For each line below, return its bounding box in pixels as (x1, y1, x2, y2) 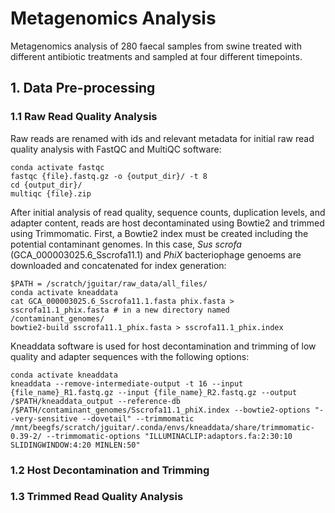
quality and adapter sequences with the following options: (10, 350, 250, 362)
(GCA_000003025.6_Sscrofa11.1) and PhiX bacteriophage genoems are (10, 248, 302, 261)
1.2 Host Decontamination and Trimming (10, 463, 210, 477)
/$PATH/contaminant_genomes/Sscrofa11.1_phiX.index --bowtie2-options (10, 405, 311, 415)
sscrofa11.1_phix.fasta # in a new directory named (10, 305, 230, 315)
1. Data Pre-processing (10, 80, 156, 97)
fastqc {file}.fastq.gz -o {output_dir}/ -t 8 (10, 171, 208, 181)
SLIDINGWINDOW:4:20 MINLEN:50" (10, 440, 141, 450)
